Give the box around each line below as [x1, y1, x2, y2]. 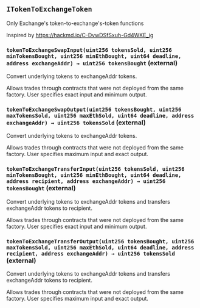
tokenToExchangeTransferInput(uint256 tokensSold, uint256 [6, 166, 185, 173]
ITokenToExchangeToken [6, 5, 92, 14]
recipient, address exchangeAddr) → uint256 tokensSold [6, 250, 175, 257]
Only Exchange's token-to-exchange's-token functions [6, 20, 144, 27]
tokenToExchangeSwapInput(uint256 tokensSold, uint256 [6, 46, 172, 54]
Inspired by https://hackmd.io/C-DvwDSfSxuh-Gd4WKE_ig [6, 31, 154, 38]
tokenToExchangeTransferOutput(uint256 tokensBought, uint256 [6, 238, 195, 245]
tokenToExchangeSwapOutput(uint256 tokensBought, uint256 [6, 106, 182, 113]
